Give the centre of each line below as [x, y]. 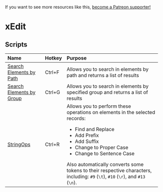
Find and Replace [95, 129]
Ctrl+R [52, 144]
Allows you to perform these [99, 106]
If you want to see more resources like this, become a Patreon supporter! [78, 7]
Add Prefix [87, 135]
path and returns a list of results [103, 75]
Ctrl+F [52, 72]
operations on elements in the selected [111, 112]
